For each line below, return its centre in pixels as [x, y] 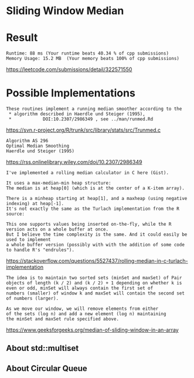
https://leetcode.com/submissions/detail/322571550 [69, 69]
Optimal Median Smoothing [38, 146]
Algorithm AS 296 [27, 141]
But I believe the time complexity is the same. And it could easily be [97, 235]
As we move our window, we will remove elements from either [82, 309]
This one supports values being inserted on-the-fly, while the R [89, 225]
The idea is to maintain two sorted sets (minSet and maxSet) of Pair [94, 278]
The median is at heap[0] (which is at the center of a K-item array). [95, 188]
